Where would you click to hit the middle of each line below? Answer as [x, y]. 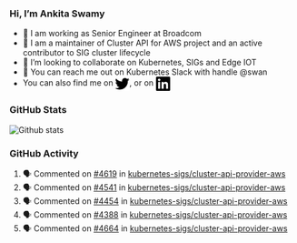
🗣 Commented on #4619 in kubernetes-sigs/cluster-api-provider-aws [154, 173]
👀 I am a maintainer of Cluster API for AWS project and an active [143, 43]
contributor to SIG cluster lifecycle [87, 53]
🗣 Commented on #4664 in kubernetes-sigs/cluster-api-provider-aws [155, 228]
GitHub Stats [38, 110]
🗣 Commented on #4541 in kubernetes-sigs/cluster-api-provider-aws [154, 187]
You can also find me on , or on [88, 83]
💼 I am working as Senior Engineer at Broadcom [112, 34]
